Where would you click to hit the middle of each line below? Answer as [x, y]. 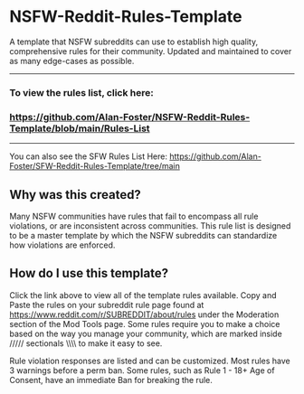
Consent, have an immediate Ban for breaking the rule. [111, 380]
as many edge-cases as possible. [72, 61]
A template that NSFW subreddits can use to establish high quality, [134, 42]
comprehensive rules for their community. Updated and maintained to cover [151, 51]
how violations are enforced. [62, 245]
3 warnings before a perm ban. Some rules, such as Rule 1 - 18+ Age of [142, 370]
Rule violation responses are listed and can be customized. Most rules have [150, 361]
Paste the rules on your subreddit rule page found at [107, 305]
